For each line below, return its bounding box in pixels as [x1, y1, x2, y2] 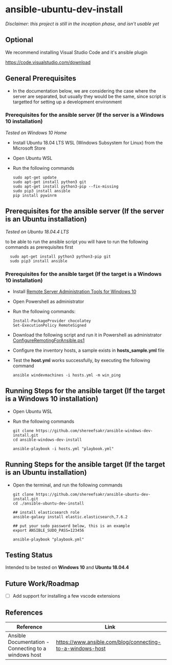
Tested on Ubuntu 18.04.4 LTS [5, 228, 69, 235]
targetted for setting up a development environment [12, 99, 122, 105]
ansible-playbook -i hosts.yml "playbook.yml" [12, 446, 114, 451]
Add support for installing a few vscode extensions [12, 593, 120, 599]
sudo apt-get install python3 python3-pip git [10, 254, 111, 259]
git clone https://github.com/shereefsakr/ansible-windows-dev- [12, 428, 153, 433]
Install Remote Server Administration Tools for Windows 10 [12, 288, 137, 294]
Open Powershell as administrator [12, 298, 84, 304]
